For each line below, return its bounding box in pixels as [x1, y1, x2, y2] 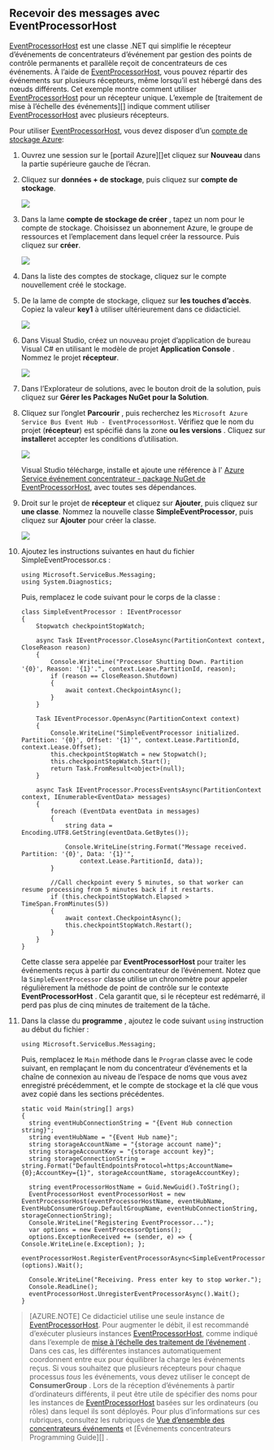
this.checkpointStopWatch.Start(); [50, 757, 172, 766]
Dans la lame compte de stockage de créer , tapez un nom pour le [20, 214, 245, 224]
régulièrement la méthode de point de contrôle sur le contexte [20, 982, 229, 992]
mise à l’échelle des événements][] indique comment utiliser [9, 101, 211, 111]
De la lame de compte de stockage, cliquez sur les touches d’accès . [20, 295, 251, 305]
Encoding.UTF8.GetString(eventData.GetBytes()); [20, 828, 189, 836]
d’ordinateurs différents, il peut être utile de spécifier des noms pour [28, 1389, 258, 1399]
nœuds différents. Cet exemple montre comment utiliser [9, 84, 198, 94]
